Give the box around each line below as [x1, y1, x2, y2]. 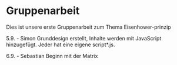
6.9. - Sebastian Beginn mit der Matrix [6, 52, 98, 59]
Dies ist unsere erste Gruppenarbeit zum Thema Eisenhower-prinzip [6, 23, 172, 30]
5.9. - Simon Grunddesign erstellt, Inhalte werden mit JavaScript [6, 35, 162, 42]
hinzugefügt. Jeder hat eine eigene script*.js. [6, 41, 115, 48]
